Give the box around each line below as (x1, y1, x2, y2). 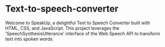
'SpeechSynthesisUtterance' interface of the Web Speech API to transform (5, 30, 160, 36)
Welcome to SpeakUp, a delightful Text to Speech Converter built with (5, 20, 150, 26)
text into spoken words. (5, 36, 54, 42)
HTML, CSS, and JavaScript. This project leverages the (5, 25, 120, 31)
